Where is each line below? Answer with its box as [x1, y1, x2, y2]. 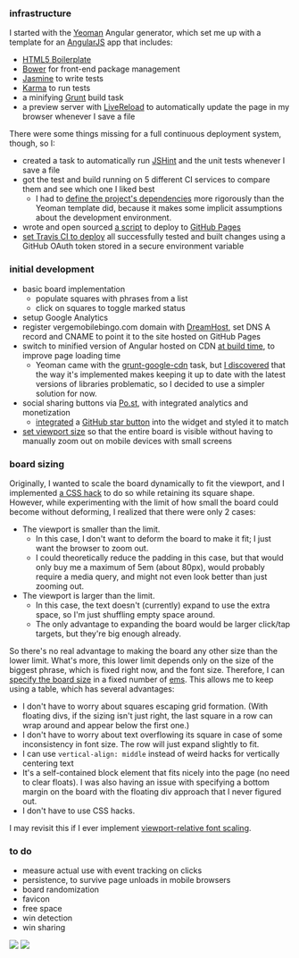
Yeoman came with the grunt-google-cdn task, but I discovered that [35, 359, 286, 370]
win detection [21, 912, 73, 923]
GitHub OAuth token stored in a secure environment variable [21, 240, 245, 252]
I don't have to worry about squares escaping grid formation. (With [21, 701, 269, 711]
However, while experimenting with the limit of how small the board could [9, 497, 279, 508]
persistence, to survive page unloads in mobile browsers [21, 875, 231, 886]
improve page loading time [21, 349, 121, 360]
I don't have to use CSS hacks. [21, 805, 136, 816]
